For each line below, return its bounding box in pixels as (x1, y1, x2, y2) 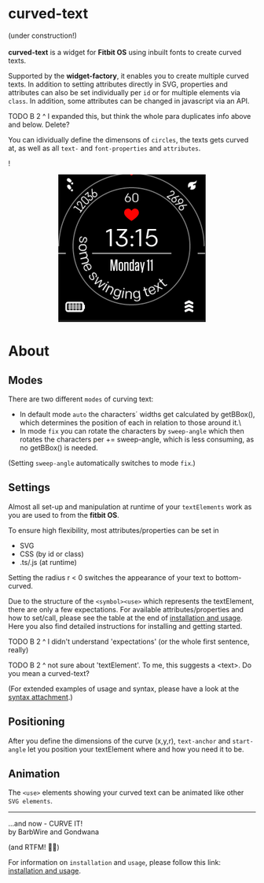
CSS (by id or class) (19, 549, 84, 559)
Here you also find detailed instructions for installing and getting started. (8, 621, 243, 630)
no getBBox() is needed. (19, 442, 98, 453)
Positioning (8, 715, 65, 729)
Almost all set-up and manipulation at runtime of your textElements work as (8, 501, 252, 512)
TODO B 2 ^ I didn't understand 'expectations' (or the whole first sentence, (8, 637, 250, 646)
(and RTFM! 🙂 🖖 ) (8, 843, 60, 852)
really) (8, 645, 29, 654)
